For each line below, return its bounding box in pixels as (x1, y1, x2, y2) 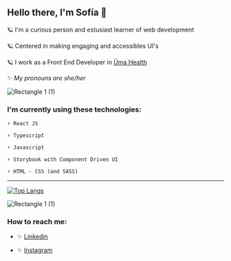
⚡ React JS (7, 121, 38, 127)
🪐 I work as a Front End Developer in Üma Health (7, 58, 148, 66)
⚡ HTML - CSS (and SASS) (7, 169, 78, 175)
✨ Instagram (16, 246, 53, 254)
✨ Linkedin (16, 232, 48, 240)
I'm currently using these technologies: (7, 104, 142, 114)
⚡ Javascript (7, 145, 45, 151)
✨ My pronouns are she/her (7, 73, 86, 82)
